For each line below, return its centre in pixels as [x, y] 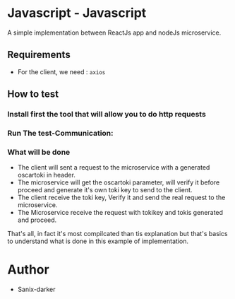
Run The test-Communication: [61, 133]
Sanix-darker [36, 289]
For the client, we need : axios [61, 71]
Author [28, 270]
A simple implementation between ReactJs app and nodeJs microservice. [114, 33]
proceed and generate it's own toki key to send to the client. [105, 190]
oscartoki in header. [47, 175]
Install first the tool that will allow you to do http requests [107, 115]
